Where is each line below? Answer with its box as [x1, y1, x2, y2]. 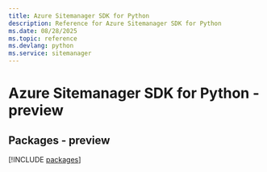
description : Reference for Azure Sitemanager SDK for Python [8, 19, 222, 27]
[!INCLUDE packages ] [8, 155, 81, 164]
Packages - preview [8, 133, 111, 147]
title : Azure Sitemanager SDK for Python [8, 11, 150, 20]
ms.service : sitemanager [8, 49, 92, 57]
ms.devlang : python [8, 42, 74, 50]
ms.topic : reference [8, 34, 78, 43]
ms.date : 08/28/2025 [8, 27, 78, 35]
